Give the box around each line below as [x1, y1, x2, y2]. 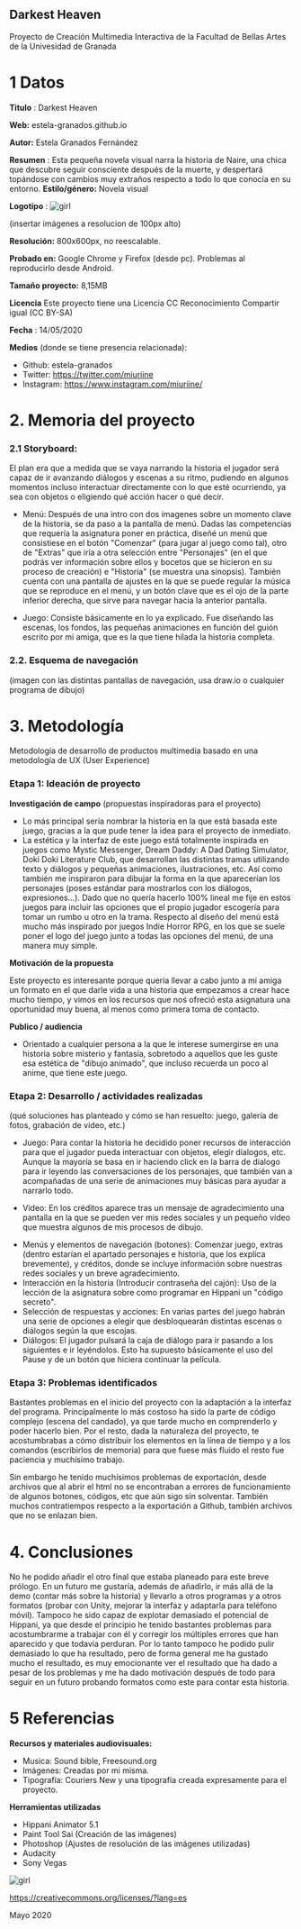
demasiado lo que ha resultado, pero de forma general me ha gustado [9, 1648, 269, 1659]
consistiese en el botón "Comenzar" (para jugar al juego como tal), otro [22, 538, 288, 549]
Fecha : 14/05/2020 [9, 324, 83, 335]
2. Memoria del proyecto [9, 410, 196, 431]
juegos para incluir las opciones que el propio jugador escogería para [22, 901, 280, 913]
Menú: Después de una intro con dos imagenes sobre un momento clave [22, 509, 292, 520]
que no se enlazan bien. [9, 1510, 98, 1521]
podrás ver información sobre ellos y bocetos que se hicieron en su [22, 557, 272, 568]
